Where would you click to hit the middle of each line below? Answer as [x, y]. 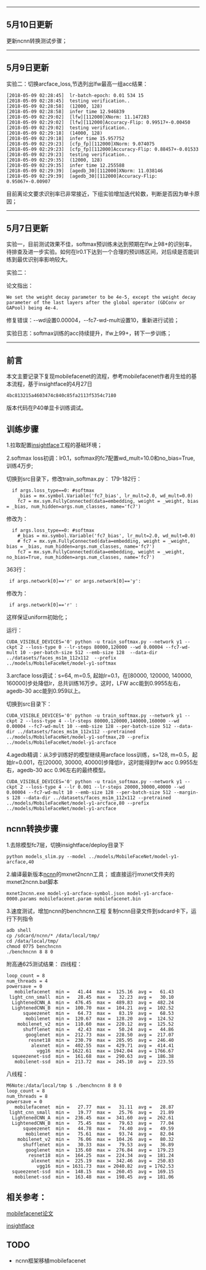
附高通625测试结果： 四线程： [44, 964]
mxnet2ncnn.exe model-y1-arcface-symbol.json [65, 893]
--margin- [186, 793]
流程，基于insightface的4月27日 [52, 384]
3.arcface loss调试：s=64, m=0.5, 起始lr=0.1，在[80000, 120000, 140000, [99, 676]
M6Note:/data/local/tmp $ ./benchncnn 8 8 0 [64, 1086]
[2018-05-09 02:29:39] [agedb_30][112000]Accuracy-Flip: [82, 176]
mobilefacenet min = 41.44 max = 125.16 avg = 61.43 [94, 992]
